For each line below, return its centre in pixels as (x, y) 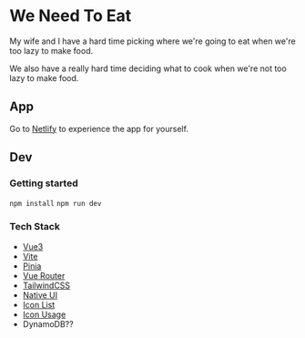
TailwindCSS (46, 285)
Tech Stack (35, 227)
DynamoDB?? (48, 323)
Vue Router (44, 275)
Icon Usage (44, 314)
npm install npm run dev (56, 204)
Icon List (39, 304)
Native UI (40, 295)
